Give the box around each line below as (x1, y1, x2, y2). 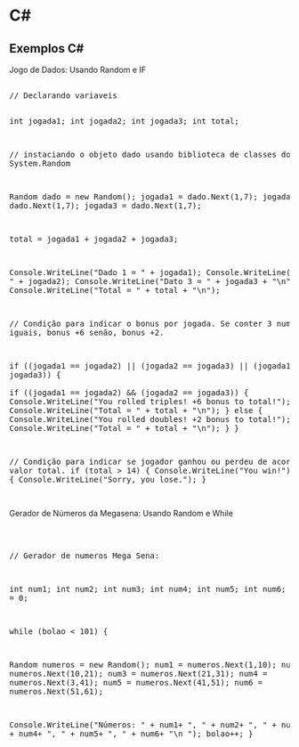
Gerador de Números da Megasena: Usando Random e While (9, 508, 234, 518)
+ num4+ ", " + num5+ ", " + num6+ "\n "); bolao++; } (9, 729, 254, 739)
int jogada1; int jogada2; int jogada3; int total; (9, 117, 240, 126)
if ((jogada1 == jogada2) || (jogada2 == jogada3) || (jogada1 (9, 361, 291, 370)
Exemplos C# (9, 41, 85, 56)
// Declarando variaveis (9, 91, 117, 101)
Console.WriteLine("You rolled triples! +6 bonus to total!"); (9, 397, 291, 406)
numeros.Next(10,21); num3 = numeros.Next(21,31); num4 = (9, 669, 268, 678)
